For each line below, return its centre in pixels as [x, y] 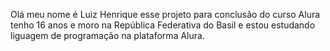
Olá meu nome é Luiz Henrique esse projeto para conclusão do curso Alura [165, 14]
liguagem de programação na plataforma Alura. [107, 35]
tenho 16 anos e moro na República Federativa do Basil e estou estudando [163, 25]
